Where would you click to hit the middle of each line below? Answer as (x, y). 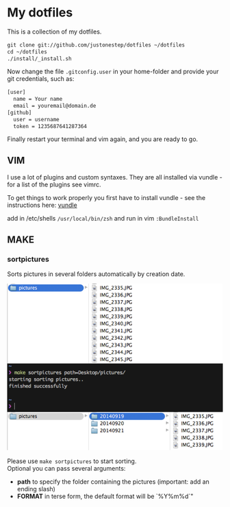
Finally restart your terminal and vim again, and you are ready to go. (103, 139)
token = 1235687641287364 (50, 126)
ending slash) (36, 489)
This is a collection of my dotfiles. (54, 32)
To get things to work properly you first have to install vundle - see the (106, 197)
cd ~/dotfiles (27, 52)
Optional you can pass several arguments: (66, 468)
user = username (36, 119)
